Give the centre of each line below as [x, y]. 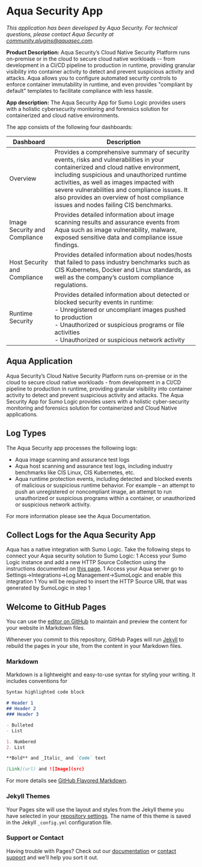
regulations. [71, 285]
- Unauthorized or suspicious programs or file [119, 325]
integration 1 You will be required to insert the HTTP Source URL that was [97, 582]
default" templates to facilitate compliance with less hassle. [80, 91]
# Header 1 [20, 703]
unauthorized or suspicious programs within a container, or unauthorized [105, 498]
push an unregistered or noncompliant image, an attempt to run [93, 491]
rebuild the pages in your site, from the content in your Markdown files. [94, 646]
